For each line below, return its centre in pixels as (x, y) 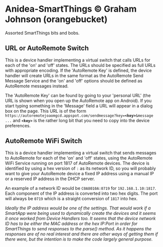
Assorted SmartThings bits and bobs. (42, 33)
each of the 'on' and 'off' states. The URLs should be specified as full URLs (80, 65)
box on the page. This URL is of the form (46, 111)
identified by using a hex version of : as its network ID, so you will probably (81, 168)
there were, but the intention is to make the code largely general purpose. (79, 239)
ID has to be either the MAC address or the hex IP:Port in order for (71, 224)
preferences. (18, 125)
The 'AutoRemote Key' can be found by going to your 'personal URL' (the (78, 95)
